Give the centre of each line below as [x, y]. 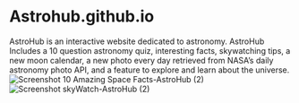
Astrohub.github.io [82, 17]
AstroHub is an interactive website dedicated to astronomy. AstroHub [137, 41]
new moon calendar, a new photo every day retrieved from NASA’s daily [141, 60]
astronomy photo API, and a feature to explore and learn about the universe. [149, 70]
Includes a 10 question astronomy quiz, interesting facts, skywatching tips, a [150, 50]
